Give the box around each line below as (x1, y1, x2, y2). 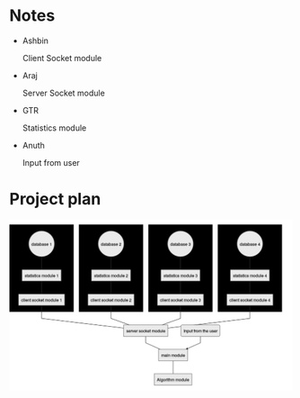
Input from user (22, 157, 81, 167)
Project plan (9, 189, 101, 210)
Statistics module (22, 122, 87, 133)
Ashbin (22, 35, 49, 46)
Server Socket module (22, 87, 105, 98)
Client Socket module (22, 52, 102, 63)
